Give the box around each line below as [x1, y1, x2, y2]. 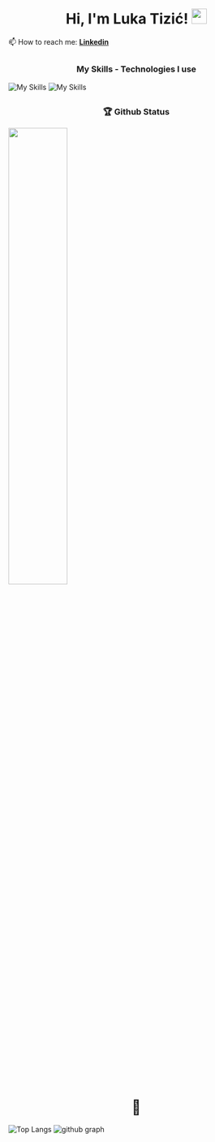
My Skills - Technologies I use [75, 63, 197, 75]
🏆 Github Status [102, 106, 170, 118]
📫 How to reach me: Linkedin [8, 37, 110, 46]
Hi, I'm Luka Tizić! [65, 10, 189, 28]
